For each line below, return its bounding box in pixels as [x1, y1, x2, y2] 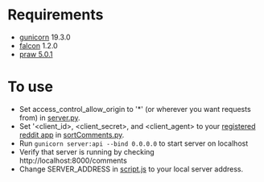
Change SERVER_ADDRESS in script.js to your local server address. [19, 163, 244, 174]
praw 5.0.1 [19, 49, 53, 59]
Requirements [7, 6, 104, 24]
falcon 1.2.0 [19, 40, 58, 50]
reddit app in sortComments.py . [19, 130, 125, 139]
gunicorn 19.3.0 [19, 32, 71, 42]
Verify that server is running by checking [19, 147, 155, 156]
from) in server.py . [19, 113, 81, 122]
